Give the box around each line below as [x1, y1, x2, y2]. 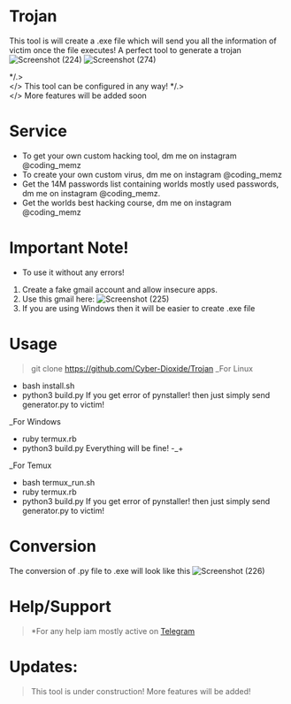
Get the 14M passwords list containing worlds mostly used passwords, [21, 179, 280, 189]
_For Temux [9, 460, 52, 471]
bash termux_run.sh [21, 477, 96, 487]
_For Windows [9, 416, 62, 426]
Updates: [9, 656, 78, 677]
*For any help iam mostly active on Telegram [30, 625, 195, 636]
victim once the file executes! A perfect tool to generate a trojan [9, 44, 241, 55]
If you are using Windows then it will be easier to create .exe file [21, 302, 256, 313]
